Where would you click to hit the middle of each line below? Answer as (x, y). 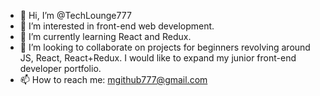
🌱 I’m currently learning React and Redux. (105, 36)
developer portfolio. (60, 68)
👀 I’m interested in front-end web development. (117, 26)
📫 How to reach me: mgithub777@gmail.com (113, 79)
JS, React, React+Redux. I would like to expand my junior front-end (158, 58)
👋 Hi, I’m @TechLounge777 (75, 15)
